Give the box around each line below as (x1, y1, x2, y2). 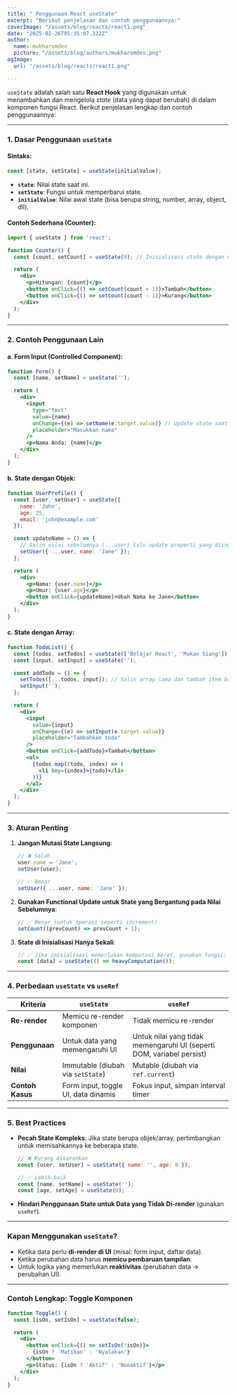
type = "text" (32, 407, 68, 414)
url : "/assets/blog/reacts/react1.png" (13, 63, 131, 70)
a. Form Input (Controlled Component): (7, 352, 123, 360)
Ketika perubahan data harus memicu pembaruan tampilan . (17, 1255, 192, 1263)
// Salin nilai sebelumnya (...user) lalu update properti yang (20, 542, 212, 549)
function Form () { (7, 368, 61, 375)
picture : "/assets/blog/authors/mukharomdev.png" (13, 50, 162, 57)
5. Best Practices (7, 1118, 67, 1127)
